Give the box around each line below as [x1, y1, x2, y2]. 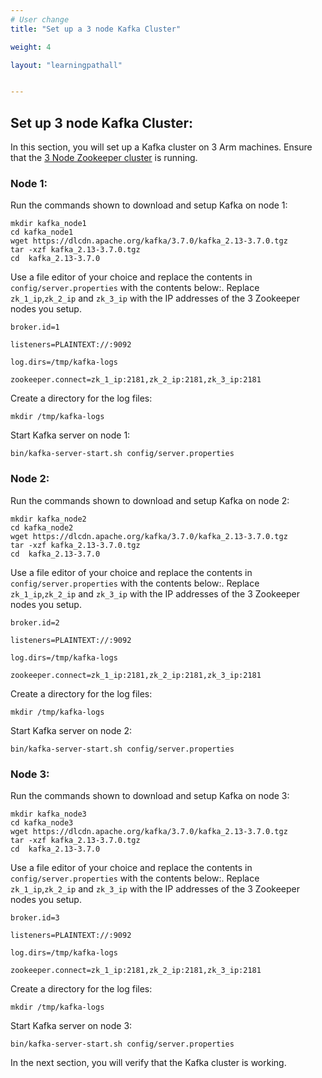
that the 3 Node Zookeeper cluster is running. [10, 152, 198, 164]
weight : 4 [10, 42, 52, 52]
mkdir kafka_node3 [10, 809, 87, 819]
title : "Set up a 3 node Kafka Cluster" [10, 24, 182, 34]
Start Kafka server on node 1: [10, 429, 131, 441]
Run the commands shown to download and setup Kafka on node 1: [10, 199, 288, 211]
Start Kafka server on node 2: [10, 724, 132, 736]
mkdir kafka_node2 [10, 514, 87, 524]
